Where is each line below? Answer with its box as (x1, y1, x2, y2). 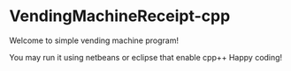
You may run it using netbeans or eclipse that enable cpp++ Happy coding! (9, 52, 283, 62)
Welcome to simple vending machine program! (9, 35, 180, 46)
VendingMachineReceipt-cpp (9, 6, 231, 26)
